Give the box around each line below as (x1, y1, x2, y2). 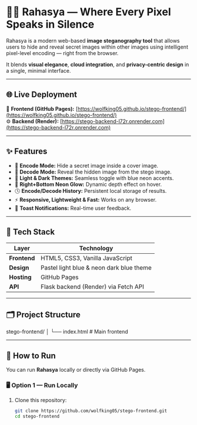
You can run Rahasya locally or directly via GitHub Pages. (6, 366, 145, 373)
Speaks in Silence (6, 18, 95, 31)
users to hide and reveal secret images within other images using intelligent (6, 43, 189, 50)
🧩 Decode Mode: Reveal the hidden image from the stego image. (14, 168, 172, 175)
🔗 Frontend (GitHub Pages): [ (6, 105, 78, 112)
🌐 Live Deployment (6, 90, 77, 100)
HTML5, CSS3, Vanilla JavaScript (40, 254, 133, 263)
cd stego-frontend (14, 413, 60, 420)
